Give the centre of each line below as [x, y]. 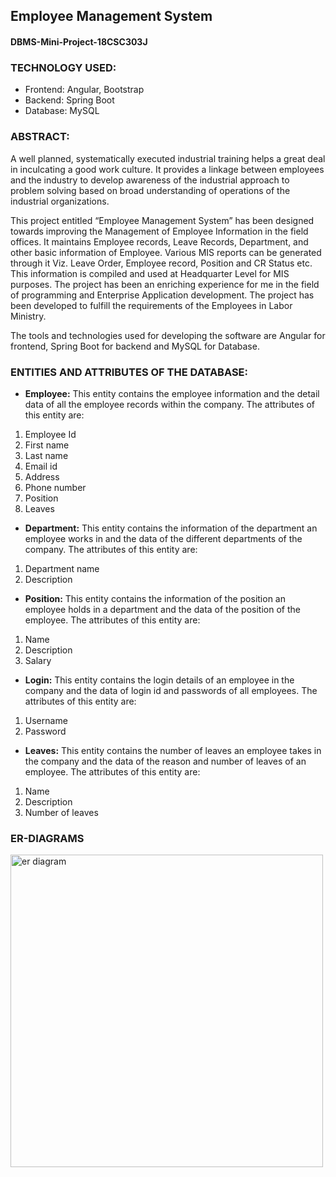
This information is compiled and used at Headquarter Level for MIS [150, 273]
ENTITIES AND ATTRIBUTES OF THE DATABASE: [129, 372]
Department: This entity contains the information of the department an [171, 528]
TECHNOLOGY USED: [63, 67]
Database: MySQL [62, 111]
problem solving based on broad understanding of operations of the [150, 190]
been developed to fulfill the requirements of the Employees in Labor [151, 305]
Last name [46, 455]
